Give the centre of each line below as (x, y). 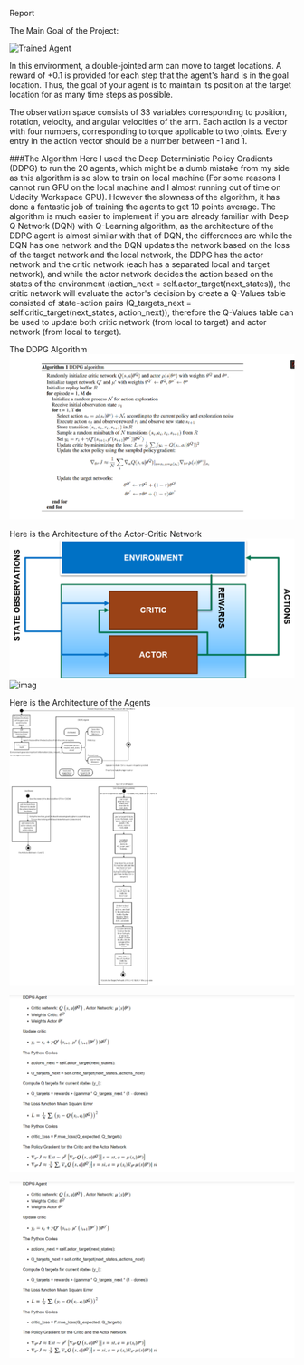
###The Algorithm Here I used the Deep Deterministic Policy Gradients (141, 159)
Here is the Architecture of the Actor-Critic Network (105, 534)
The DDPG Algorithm (48, 349)
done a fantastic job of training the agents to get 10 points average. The (142, 207)
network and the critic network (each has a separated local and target (139, 264)
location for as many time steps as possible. (91, 95)
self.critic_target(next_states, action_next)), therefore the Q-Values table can (152, 312)
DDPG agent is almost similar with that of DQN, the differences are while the (151, 236)
